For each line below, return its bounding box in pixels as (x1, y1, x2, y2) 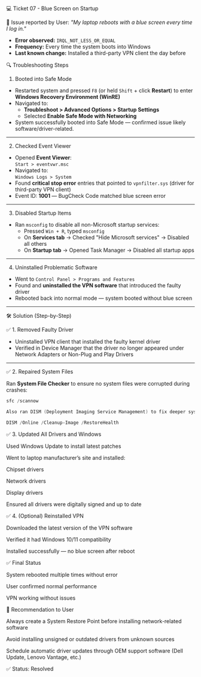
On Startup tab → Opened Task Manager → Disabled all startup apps (23, 246, 194, 254)
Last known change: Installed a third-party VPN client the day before (14, 50, 186, 56)
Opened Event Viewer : (14, 154, 72, 161)
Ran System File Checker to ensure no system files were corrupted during (6, 380, 190, 387)
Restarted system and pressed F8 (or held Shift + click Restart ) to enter (14, 87, 193, 94)
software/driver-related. (14, 125, 74, 132)
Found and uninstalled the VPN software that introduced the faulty (14, 282, 181, 289)
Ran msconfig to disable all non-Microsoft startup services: (14, 221, 160, 228)
